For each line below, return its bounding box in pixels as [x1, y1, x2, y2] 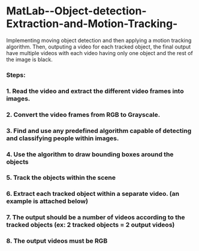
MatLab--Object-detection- [6, 4, 147, 18]
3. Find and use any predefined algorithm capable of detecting [6, 126, 192, 135]
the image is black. [6, 56, 53, 63]
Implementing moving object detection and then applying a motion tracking [6, 37, 192, 44]
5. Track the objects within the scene [6, 174, 116, 182]
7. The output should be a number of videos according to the [6, 213, 185, 222]
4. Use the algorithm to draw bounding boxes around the [6, 150, 174, 158]
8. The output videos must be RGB [6, 237, 108, 245]
